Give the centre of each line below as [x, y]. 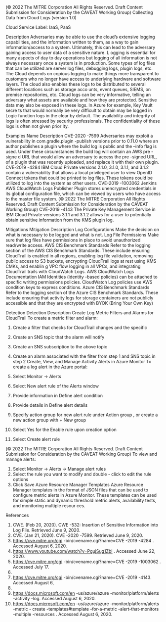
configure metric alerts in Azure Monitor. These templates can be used [85, 495]
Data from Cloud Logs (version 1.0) [41, 18]
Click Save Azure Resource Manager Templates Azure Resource [78, 485]
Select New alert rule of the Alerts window [56, 386]
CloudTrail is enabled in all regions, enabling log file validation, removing [79, 256]
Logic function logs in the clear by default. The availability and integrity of [81, 116]
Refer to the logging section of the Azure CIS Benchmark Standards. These [82, 292]
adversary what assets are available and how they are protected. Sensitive [81, 100]
